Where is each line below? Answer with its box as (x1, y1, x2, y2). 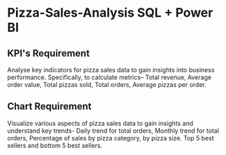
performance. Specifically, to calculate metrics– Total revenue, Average (7, 73, 212, 81)
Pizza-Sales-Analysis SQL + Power (7, 5, 213, 21)
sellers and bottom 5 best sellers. (7, 141, 103, 149)
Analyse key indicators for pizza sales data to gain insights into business (7, 66, 215, 74)
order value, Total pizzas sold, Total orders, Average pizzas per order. (7, 81, 207, 88)
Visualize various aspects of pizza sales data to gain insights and (7, 119, 193, 127)
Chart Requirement (7, 101, 92, 113)
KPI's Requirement (7, 47, 90, 59)
